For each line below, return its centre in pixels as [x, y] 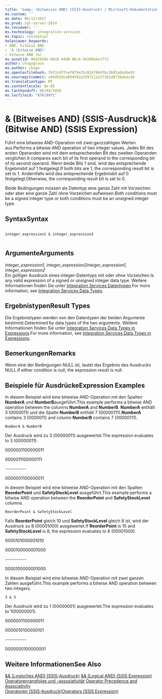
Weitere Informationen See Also [53, 664]
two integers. [18, 589]
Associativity [18, 686]
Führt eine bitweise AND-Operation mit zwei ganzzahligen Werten [70, 143]
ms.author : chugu [22, 68]
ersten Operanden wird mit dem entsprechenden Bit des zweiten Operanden [81, 153]
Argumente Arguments [40, 253]
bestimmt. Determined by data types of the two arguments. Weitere [71, 323]
